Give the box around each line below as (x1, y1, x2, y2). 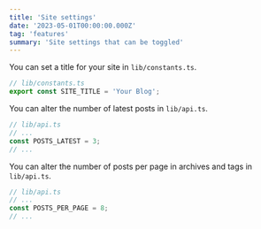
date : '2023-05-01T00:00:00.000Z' (9, 21, 137, 30)
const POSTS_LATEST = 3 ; (9, 136, 101, 146)
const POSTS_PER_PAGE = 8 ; (9, 204, 109, 213)
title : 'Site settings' (9, 12, 97, 22)
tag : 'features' (9, 29, 69, 38)
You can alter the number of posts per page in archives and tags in (9, 161, 253, 172)
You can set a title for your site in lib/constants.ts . (9, 62, 197, 73)
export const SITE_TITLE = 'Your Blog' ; (9, 88, 161, 96)
